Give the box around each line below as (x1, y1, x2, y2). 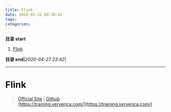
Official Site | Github (17, 96, 60, 102)
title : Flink (5, 7, 33, 13)
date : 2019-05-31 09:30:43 (5, 12, 63, 17)
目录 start (5, 36, 26, 42)
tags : (5, 17, 17, 22)
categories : (5, 21, 31, 27)
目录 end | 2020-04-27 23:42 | (5, 57, 66, 63)
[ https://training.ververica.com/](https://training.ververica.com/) (17, 101, 153, 107)
